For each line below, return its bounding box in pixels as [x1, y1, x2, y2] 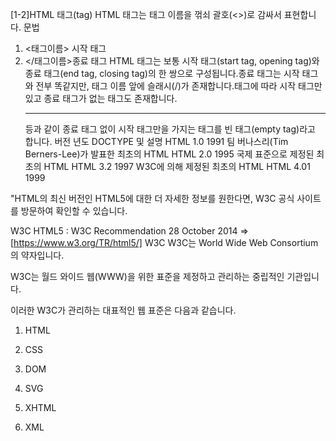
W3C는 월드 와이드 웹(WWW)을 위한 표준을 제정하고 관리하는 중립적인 [10, 271, 285, 282]
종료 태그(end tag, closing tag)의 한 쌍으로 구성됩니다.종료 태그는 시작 [24, 68, 300, 79]
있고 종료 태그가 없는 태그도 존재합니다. [24, 93, 178, 104]
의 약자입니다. [10, 249, 65, 261]
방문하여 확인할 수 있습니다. [20, 205, 128, 217]
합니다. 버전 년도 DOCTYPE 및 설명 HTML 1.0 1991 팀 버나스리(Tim [24, 136, 289, 147]
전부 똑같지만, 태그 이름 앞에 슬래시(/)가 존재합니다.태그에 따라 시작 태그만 [35, 80, 323, 92]
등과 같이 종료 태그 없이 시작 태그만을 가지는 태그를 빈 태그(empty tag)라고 [24, 123, 316, 135]
